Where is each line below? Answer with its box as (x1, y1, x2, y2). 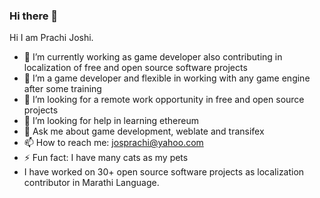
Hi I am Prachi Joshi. (9, 32, 94, 44)
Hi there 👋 (9, 9, 59, 23)
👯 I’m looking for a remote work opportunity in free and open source (23, 94, 305, 106)
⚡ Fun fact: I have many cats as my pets (23, 152, 189, 164)
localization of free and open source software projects (23, 62, 248, 74)
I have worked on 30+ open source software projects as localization (23, 166, 305, 178)
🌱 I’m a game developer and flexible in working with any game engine (23, 72, 311, 84)
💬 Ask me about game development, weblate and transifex (23, 125, 265, 138)
